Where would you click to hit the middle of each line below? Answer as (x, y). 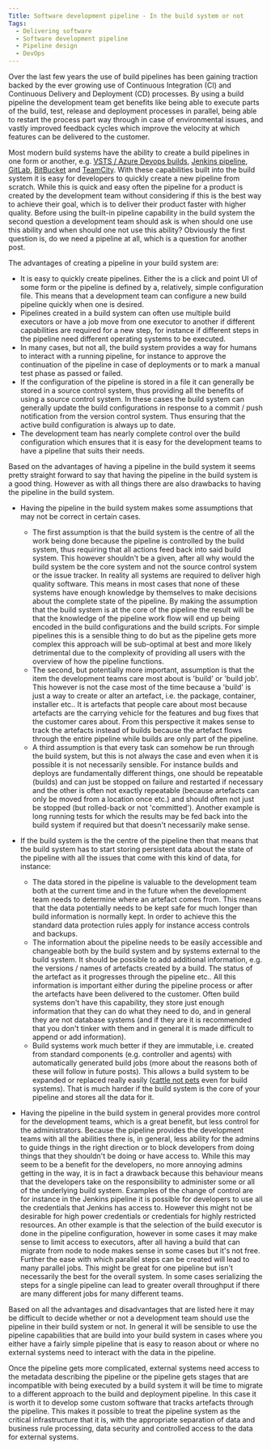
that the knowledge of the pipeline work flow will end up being (136, 618)
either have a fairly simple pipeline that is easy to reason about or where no (134, 1344)
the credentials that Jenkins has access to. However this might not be (136, 1207)
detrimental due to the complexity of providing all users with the (139, 652)
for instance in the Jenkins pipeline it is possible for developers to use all (141, 1199)
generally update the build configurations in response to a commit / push (141, 407)
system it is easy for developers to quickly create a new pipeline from (124, 178)
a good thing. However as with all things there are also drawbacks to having (135, 484)
